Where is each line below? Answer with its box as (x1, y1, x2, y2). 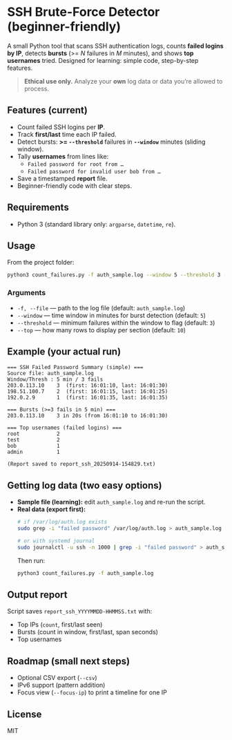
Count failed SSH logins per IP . (17, 122, 106, 131)
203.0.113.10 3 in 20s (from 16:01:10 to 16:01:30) (7, 412, 168, 419)
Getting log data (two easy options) (7, 480, 162, 491)
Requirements (7, 202, 69, 214)
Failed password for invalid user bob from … (27, 168, 161, 175)
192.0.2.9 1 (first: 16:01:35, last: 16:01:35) (7, 395, 168, 401)
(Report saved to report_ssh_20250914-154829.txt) (7, 461, 156, 468)
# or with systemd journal (17, 537, 95, 544)
